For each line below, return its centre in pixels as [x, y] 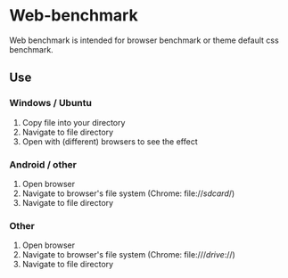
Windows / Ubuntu [50, 103]
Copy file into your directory [74, 122]
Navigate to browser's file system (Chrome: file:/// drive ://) [129, 255]
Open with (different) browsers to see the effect [110, 141]
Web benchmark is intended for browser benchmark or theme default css [144, 40]
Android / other [43, 164]
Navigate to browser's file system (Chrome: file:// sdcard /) [128, 193]
